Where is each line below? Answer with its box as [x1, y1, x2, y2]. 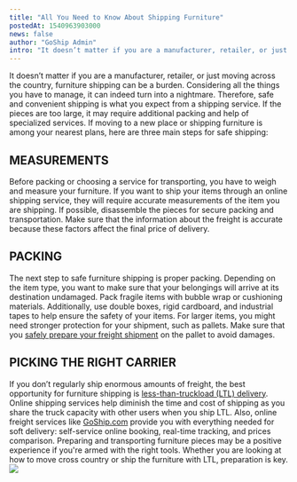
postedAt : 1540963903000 [9, 21, 101, 30]
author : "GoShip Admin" [9, 37, 98, 47]
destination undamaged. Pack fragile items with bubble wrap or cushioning [9, 291, 284, 302]
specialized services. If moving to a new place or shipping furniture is [9, 117, 263, 129]
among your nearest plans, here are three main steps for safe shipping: [9, 127, 269, 138]
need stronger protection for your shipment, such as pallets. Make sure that [9, 320, 285, 330]
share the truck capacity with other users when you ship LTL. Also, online [9, 407, 277, 417]
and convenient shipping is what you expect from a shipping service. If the [9, 99, 282, 109]
